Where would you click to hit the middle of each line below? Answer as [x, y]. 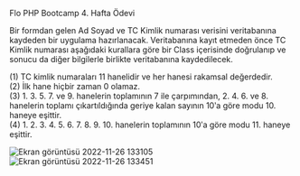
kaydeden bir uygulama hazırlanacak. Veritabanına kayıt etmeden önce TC [148, 40]
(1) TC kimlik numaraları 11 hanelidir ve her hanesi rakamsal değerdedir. [141, 77]
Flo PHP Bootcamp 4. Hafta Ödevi [72, 13]
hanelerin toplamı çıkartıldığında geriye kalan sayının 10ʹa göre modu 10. [143, 106]
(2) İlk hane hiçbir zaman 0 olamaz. [75, 86]
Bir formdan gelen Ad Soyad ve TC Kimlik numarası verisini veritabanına [143, 30]
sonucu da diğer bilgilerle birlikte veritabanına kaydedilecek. [121, 59]
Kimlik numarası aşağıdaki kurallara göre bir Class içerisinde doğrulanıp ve [148, 50]
